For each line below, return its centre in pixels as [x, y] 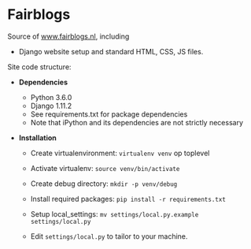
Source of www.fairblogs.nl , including [68, 36]
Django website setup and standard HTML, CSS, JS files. [111, 51]
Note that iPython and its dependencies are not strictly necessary [137, 122]
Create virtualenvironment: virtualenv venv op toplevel [120, 153]
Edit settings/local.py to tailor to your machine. [109, 236]
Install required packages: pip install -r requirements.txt [128, 199]
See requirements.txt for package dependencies [109, 114]
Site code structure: [39, 67]
